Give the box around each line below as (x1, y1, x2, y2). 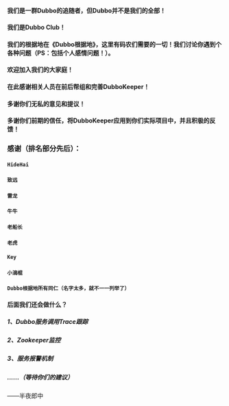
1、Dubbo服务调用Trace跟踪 (7, 317, 88, 325)
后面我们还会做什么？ (7, 301, 67, 309)
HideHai (7, 161, 29, 168)
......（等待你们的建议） (7, 373, 74, 381)
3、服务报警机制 (7, 355, 53, 363)
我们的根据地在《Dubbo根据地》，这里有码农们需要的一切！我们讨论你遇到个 (7, 40, 222, 48)
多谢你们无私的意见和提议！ (7, 99, 86, 107)
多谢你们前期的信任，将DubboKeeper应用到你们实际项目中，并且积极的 (7, 116, 210, 125)
